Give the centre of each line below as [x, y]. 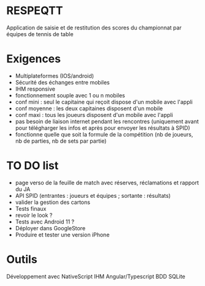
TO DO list [33, 166]
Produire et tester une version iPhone [62, 235]
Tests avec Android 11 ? [45, 222]
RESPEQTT [35, 11]
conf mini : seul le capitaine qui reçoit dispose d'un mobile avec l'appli [104, 102]
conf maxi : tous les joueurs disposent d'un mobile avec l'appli [94, 115]
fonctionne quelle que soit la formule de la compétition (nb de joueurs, [104, 134]
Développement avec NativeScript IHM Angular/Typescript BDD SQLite [96, 276]
